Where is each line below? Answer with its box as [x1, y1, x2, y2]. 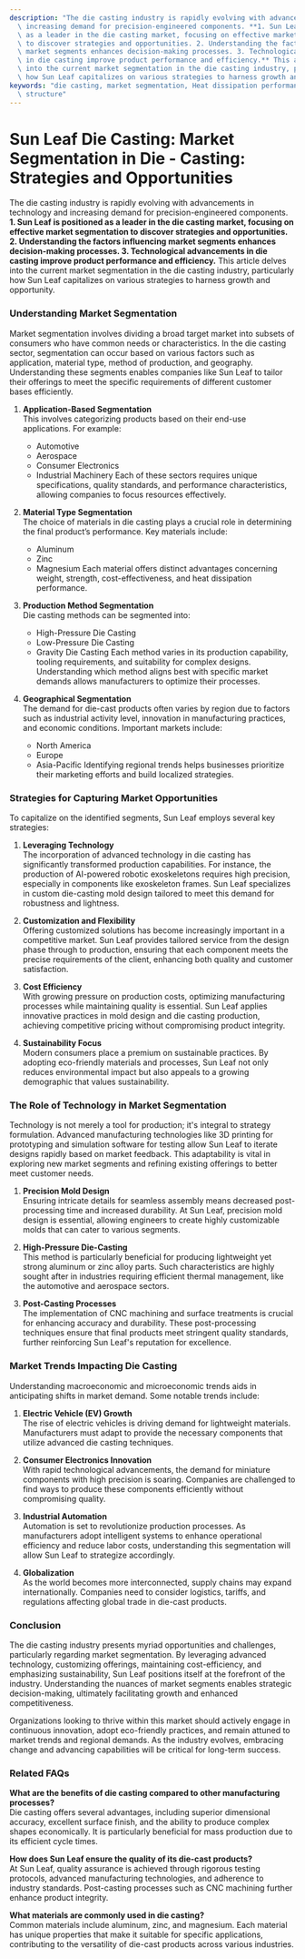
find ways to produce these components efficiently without [22, 1483, 243, 1494]
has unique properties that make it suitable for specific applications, [9, 1929, 263, 1940]
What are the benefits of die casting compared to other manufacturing [9, 1788, 280, 1799]
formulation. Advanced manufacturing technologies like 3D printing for [9, 1130, 274, 1141]
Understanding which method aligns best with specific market [35, 665, 269, 676]
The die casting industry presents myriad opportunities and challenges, [9, 1639, 277, 1650]
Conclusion [9, 1619, 62, 1631]
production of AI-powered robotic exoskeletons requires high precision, [22, 868, 290, 879]
